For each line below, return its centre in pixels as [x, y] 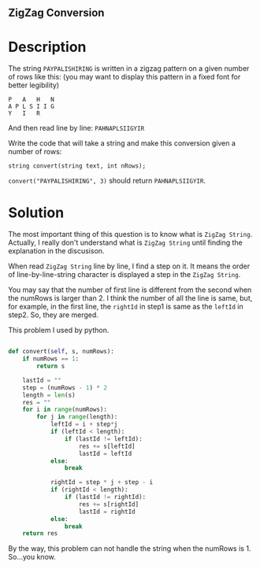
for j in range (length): [77, 417]
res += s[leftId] [107, 446]
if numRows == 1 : [51, 359]
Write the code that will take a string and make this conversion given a [122, 143]
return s [51, 366]
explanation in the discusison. [56, 251]
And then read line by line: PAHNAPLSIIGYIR [76, 128]
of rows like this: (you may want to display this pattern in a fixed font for [124, 77]
